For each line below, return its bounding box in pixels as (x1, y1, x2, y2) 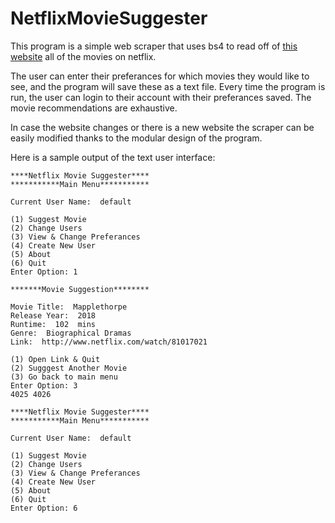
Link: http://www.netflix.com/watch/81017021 (10, 337, 208, 347)
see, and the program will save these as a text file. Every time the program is (10, 80, 326, 92)
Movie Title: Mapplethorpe (10, 302, 128, 312)
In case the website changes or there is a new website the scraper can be (10, 121, 315, 133)
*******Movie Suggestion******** (10, 284, 150, 294)
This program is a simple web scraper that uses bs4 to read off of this (10, 40, 298, 52)
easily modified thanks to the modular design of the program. (10, 132, 263, 144)
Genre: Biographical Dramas (10, 328, 132, 338)
